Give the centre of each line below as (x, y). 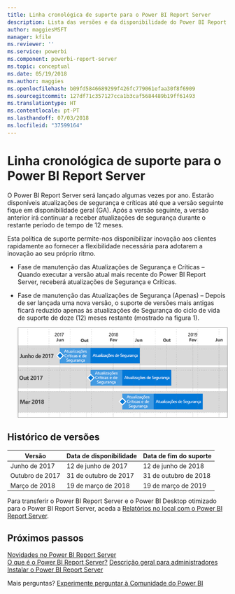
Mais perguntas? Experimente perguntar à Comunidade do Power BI (105, 583)
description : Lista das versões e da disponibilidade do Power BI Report (117, 22)
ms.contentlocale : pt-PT (43, 111)
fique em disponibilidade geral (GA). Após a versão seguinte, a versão (108, 210)
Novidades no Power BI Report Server (62, 554)
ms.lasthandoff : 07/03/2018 (48, 118)
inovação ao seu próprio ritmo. (51, 253)
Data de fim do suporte (177, 455)
